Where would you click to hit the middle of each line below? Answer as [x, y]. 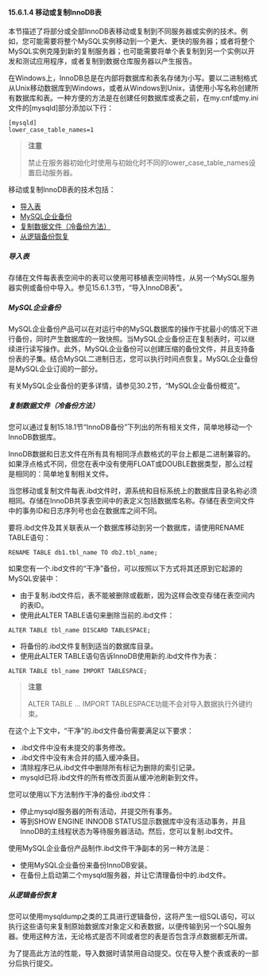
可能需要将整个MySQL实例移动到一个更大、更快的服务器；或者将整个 [142, 41]
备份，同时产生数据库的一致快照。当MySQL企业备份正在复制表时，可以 [132, 339]
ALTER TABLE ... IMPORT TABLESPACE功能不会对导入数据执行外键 [137, 704]
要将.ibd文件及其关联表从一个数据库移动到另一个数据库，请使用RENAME [126, 528]
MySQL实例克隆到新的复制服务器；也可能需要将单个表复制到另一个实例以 [128, 51]
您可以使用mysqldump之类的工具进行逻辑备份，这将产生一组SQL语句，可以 [132, 917]
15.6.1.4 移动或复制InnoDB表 [55, 12]
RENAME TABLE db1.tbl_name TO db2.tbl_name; [83, 553]
